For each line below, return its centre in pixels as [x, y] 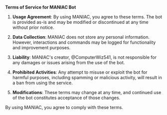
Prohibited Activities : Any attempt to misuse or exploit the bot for [80, 72]
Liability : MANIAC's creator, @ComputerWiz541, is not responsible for [84, 57]
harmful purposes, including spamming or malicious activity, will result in [87, 77]
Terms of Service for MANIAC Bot [41, 7]
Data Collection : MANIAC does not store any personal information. [81, 37]
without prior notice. [33, 27]
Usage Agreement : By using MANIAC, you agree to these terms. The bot [87, 17]
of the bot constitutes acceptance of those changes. [66, 98]
